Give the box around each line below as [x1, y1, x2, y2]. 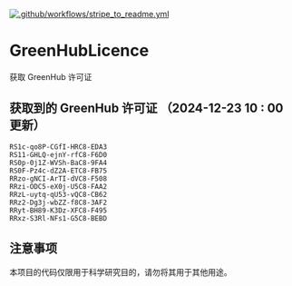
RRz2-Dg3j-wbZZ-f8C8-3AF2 [9, 198, 107, 207]
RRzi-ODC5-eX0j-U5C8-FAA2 [9, 182, 107, 191]
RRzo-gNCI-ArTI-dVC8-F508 [9, 173, 107, 183]
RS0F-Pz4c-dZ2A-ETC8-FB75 [9, 166, 107, 175]
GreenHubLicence [9, 41, 150, 61]
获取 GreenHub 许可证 [9, 71, 92, 82]
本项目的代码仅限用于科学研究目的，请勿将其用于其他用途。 [9, 266, 232, 277]
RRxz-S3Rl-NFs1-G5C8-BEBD [9, 213, 107, 222]
